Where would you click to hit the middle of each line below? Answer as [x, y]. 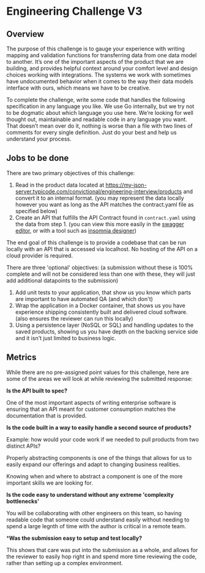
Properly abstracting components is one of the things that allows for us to [99, 458]
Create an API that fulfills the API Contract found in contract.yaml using [105, 217]
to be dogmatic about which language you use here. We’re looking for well [100, 113]
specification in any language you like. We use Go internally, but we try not [100, 106]
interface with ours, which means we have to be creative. [79, 88]
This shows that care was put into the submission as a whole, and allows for [102, 550]
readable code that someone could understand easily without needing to [98, 520]
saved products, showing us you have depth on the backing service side [106, 331]
